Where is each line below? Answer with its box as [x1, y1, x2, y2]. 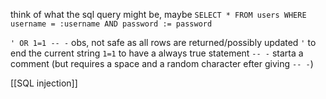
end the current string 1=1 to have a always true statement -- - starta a [10, 47, 304, 59]
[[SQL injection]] [10, 77, 78, 89]
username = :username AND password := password [10, 19, 213, 29]
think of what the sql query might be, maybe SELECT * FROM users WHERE [10, 9, 307, 20]
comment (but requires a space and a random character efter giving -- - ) [10, 58, 314, 69]
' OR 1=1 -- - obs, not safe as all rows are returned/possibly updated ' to [10, 37, 317, 48]
